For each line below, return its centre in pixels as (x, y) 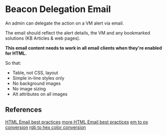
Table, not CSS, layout (35, 73)
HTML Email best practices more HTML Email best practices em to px (77, 122)
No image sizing (29, 88)
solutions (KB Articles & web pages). (43, 38)
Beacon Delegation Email (58, 9)
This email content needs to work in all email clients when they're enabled (84, 48)
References (23, 110)
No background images (36, 83)
